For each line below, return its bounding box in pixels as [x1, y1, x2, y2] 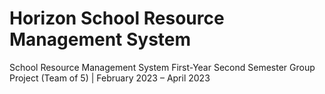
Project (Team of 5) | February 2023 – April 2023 [9, 72, 211, 84]
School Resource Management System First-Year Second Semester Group [9, 61, 316, 73]
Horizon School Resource [9, 7, 225, 30]
